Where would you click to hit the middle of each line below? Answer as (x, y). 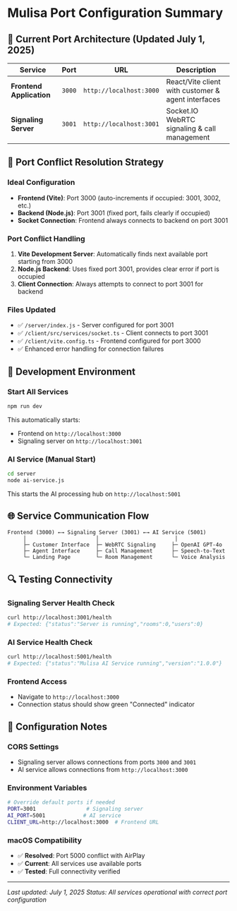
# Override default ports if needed (61, 802)
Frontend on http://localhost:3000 (69, 433)
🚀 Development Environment (72, 372)
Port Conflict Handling (47, 239)
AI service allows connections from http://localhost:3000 (103, 770)
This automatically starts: (44, 420)
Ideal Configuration (41, 183)
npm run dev (25, 406)
